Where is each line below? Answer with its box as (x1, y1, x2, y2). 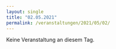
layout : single (6, 8, 44, 15)
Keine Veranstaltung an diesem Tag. (6, 36, 95, 44)
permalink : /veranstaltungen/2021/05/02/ (6, 20, 111, 26)
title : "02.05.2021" (6, 14, 58, 20)
